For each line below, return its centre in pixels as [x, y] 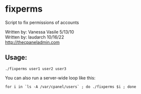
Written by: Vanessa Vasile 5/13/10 [40, 32]
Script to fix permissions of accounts [42, 22]
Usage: [16, 58]
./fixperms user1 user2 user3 [36, 69]
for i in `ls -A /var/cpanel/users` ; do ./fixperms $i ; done [71, 87]
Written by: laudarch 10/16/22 [35, 37]
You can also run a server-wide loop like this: [50, 78]
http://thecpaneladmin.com [32, 42]
